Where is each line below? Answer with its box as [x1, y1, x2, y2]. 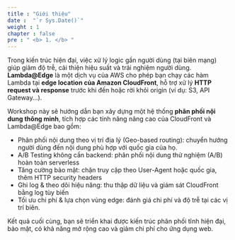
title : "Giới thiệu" [7, 10, 71, 18]
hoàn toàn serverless [17, 158, 80, 167]
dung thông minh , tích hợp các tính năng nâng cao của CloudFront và [7, 114, 212, 124]
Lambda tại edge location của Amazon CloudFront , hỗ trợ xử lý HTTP [7, 78, 212, 87]
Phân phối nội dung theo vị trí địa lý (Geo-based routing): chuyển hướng [17, 136, 228, 145]
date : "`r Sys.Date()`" [7, 17, 84, 24]
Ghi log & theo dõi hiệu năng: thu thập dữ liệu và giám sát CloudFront [17, 181, 219, 189]
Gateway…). [7, 93, 42, 102]
